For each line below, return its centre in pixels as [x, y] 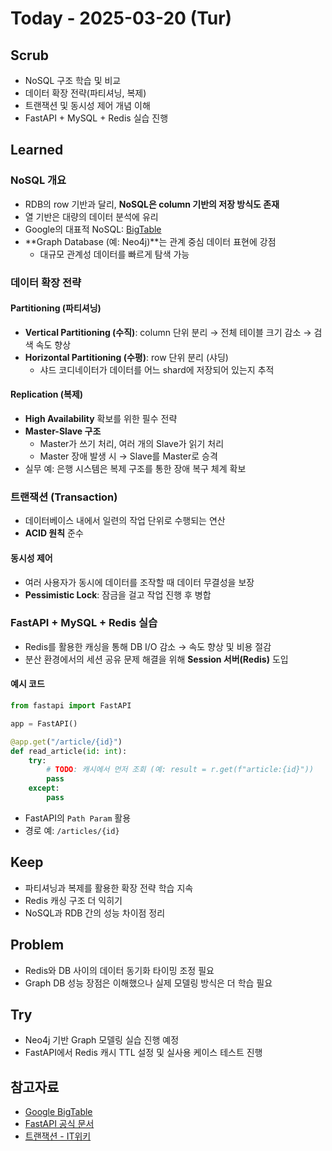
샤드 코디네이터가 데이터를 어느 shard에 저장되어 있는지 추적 [157, 369]
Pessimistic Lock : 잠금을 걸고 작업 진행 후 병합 [118, 594]
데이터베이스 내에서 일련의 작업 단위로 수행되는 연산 [125, 521]
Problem [37, 945]
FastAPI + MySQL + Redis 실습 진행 [96, 118]
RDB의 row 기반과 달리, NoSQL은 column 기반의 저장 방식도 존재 [152, 204]
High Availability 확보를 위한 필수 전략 [101, 419]
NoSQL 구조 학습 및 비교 [73, 80]
